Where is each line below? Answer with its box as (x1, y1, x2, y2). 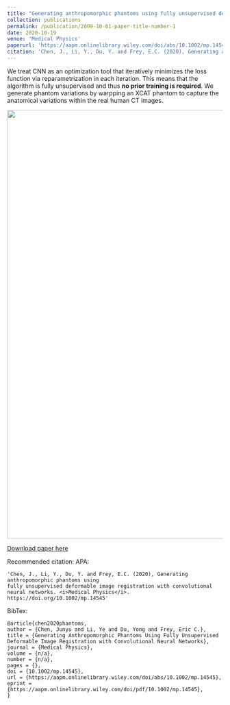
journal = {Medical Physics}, (7, 644, 94, 651)
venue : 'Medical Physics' (7, 36, 81, 43)
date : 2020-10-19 (7, 29, 57, 36)
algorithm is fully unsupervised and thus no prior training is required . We (7, 82, 214, 90)
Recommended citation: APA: (7, 557, 90, 566)
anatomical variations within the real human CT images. (7, 96, 164, 104)
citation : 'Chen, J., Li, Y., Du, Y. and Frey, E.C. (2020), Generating (7, 49, 219, 56)
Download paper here (7, 544, 68, 552)
